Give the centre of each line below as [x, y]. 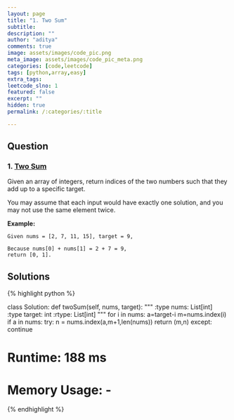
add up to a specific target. [46, 189]
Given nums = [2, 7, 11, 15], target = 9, [70, 237]
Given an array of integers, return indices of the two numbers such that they [117, 182]
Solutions [29, 276]
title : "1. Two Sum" [38, 20]
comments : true [30, 46]
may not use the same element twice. [61, 210]
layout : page [26, 14]
